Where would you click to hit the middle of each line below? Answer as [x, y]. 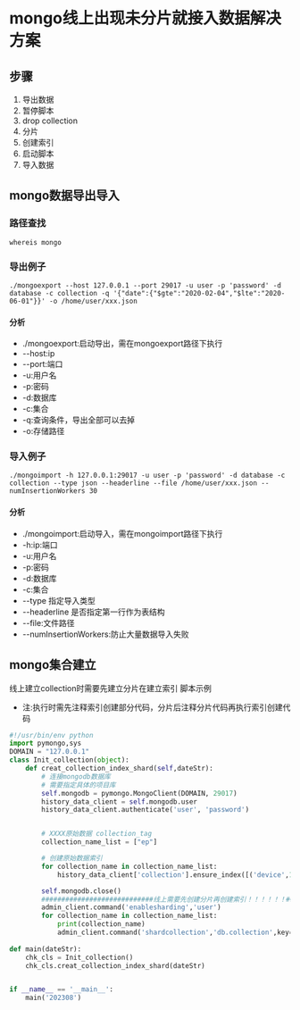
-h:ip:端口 [40, 545]
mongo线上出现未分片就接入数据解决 [146, 18]
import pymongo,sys [46, 743]
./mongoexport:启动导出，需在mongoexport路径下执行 [122, 344]
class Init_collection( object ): [69, 760]
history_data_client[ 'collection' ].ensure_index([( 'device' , [173, 875]
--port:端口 [42, 364]
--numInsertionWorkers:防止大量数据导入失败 [105, 634]
